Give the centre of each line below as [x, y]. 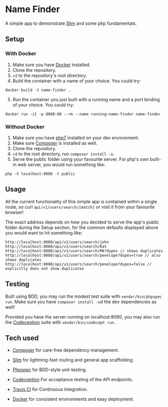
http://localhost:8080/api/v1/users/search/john [57, 242]
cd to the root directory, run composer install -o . [63, 154]
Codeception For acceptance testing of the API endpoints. [73, 380]
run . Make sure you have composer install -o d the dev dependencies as [81, 301]
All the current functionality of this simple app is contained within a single [81, 201]
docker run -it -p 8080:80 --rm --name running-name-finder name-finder [83, 114]
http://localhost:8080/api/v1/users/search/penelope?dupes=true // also [83, 255]
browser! [15, 212]
